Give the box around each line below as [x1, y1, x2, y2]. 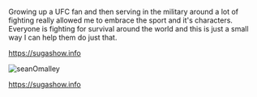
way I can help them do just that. [8, 32, 118, 42]
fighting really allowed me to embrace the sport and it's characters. [8, 15, 233, 25]
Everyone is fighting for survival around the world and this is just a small [8, 24, 249, 33]
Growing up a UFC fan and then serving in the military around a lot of [8, 7, 239, 16]
